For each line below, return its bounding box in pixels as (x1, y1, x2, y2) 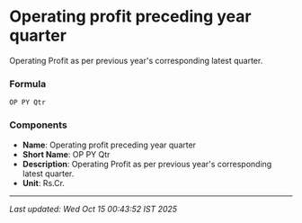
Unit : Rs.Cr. (22, 177, 66, 188)
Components (9, 119, 67, 131)
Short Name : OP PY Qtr (22, 148, 111, 159)
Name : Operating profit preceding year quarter (22, 139, 196, 150)
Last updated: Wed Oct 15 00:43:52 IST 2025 (9, 203, 178, 214)
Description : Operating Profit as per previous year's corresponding (22, 158, 272, 169)
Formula (9, 77, 47, 90)
